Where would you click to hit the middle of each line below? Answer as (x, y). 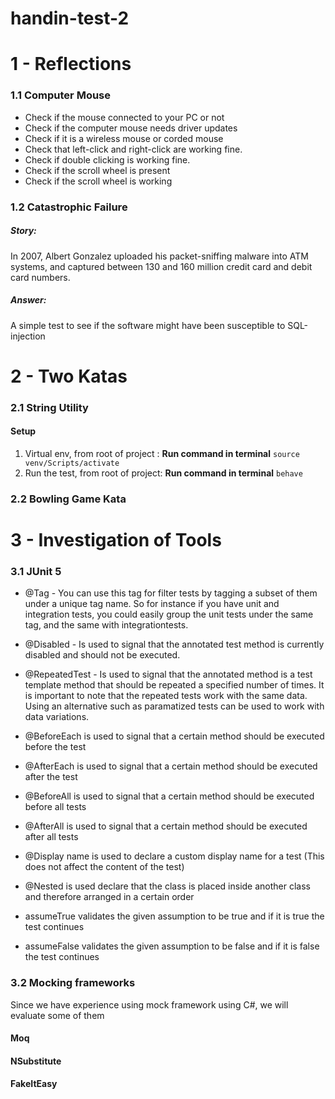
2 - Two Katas (69, 376)
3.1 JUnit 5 (36, 571)
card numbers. (40, 277)
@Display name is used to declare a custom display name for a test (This (174, 856)
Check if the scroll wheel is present (97, 170)
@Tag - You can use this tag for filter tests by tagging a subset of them (171, 593)
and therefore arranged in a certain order (109, 897)
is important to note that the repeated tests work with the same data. (166, 696)
